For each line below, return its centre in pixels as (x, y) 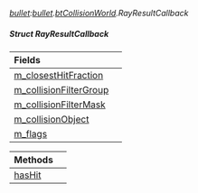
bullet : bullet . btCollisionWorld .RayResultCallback (99, 13)
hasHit (28, 175)
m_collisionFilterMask (60, 105)
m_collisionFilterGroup (61, 89)
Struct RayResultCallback (59, 33)
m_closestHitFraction (59, 75)
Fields (27, 60)
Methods (34, 160)
